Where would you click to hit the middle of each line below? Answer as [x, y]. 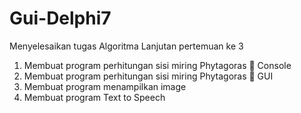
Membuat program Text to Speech [94, 97]
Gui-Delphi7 [60, 18]
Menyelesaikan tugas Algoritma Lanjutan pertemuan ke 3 [126, 46]
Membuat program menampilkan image [105, 86]
